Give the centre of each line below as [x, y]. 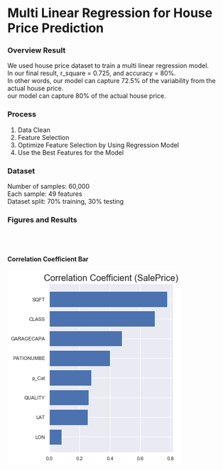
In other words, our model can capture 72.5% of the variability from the [111, 81]
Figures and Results [42, 220]
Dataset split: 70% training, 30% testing [66, 202]
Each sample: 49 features [45, 194]
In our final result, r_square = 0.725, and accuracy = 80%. [92, 73]
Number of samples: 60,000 [49, 187]
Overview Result [37, 50]
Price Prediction [56, 28]
